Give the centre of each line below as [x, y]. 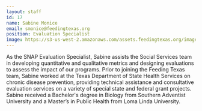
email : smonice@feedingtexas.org [48, 28]
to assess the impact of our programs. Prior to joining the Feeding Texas [96, 69]
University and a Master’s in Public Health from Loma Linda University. [93, 101]
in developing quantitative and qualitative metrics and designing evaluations [100, 63]
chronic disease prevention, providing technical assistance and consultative [100, 82]
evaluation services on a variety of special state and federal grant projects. [99, 88]
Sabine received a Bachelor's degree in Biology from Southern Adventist [96, 95]
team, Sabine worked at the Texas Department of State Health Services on [98, 76]
